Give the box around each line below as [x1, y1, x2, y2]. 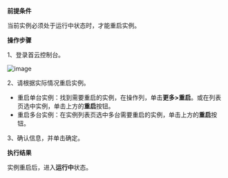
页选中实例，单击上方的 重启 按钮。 [17, 102, 115, 110]
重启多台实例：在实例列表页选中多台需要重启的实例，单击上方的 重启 [17, 110, 211, 119]
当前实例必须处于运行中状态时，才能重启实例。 [7, 21, 140, 30]
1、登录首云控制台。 [7, 51, 64, 59]
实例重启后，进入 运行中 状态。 [7, 164, 92, 171]
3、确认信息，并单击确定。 [7, 134, 84, 142]
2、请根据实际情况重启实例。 [7, 79, 90, 87]
